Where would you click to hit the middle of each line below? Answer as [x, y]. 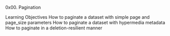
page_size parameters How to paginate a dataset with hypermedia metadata [85, 23]
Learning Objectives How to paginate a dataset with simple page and [78, 17]
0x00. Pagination [23, 7]
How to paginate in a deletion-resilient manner [54, 28]
